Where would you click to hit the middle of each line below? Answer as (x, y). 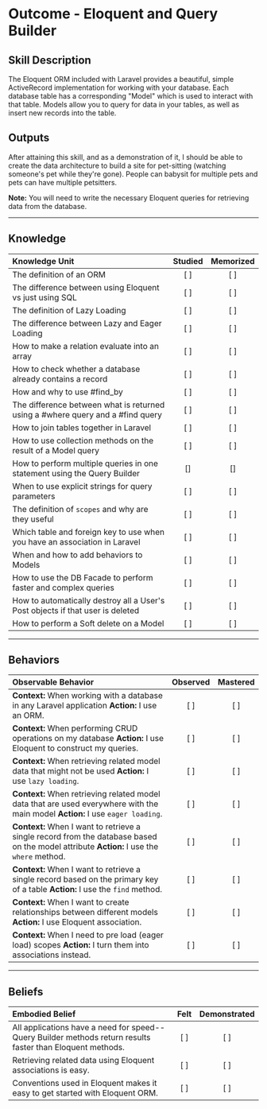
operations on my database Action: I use (88, 739)
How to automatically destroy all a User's (89, 600)
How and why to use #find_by (68, 392)
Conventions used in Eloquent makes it (85, 1084)
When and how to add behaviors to (77, 555)
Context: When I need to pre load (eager (88, 935)
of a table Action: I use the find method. (87, 890)
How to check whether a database (76, 369)
